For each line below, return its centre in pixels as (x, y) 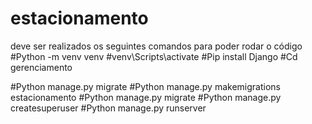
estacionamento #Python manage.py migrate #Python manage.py (146, 97)
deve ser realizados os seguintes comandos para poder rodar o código (156, 46)
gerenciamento (41, 67)
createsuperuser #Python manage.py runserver (108, 108)
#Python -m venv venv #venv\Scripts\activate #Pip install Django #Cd (154, 56)
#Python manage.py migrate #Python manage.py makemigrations (145, 86)
